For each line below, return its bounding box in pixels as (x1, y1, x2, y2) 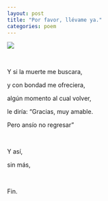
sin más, (7, 161, 31, 169)
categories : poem (7, 23, 57, 29)
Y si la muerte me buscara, (7, 68, 83, 76)
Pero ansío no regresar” (7, 121, 75, 129)
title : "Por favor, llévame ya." (7, 16, 103, 23)
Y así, (7, 147, 23, 156)
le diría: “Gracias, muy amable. (7, 108, 94, 116)
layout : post (7, 10, 44, 17)
